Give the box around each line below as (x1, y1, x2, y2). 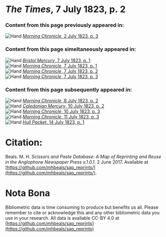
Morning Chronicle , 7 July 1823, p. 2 (22, 68, 98, 74)
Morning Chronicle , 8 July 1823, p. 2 (22, 98, 99, 104)
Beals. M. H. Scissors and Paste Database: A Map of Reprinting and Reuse (5, 153, 161, 160)
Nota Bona (5, 187, 51, 199)
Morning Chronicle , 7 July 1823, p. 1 (22, 62, 97, 69)
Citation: (5, 137, 43, 148)
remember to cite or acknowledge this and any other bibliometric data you (5, 209, 160, 216)
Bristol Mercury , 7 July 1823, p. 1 (22, 57, 91, 63)
